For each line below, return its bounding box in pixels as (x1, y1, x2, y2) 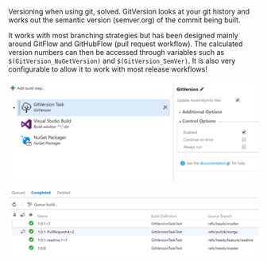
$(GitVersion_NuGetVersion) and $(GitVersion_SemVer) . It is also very (8, 56, 236, 65)
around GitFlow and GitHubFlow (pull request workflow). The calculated (8, 39, 243, 49)
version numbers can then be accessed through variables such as (8, 48, 225, 57)
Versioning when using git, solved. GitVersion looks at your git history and (8, 7, 250, 16)
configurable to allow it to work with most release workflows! (8, 65, 208, 74)
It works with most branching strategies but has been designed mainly (8, 31, 238, 40)
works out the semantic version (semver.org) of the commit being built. (8, 15, 241, 25)
